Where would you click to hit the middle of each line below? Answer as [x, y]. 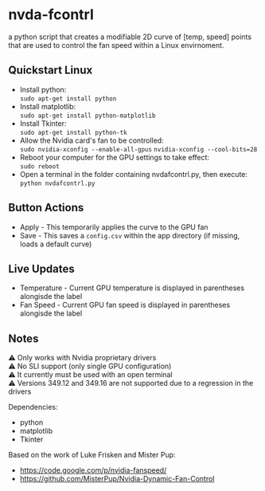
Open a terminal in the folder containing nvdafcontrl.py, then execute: [134, 174]
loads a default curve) [56, 244]
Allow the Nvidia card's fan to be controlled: [92, 140]
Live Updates [42, 269]
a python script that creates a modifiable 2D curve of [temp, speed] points [130, 37]
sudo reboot [39, 166]
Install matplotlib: [48, 106]
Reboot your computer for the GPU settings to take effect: [114, 157]
